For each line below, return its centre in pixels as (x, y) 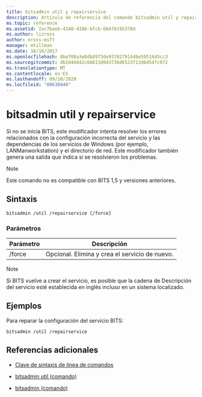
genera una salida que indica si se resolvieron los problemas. (82, 157)
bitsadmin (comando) (41, 388)
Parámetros (23, 228)
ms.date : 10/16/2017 (32, 51)
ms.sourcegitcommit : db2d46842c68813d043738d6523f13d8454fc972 (87, 62)
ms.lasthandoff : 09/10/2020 (41, 79)
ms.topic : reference (32, 23)
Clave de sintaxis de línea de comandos (64, 364)
